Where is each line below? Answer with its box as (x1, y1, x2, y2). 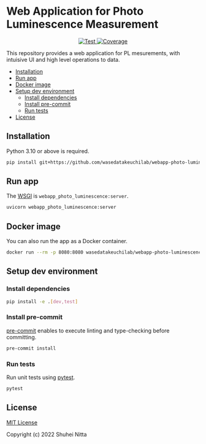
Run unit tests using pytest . (6, 374, 75, 381)
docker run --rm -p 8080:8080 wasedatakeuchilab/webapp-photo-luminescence (6, 249, 204, 255)
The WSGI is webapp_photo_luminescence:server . (6, 192, 129, 200)
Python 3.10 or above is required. (6, 147, 90, 154)
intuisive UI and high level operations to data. (6, 56, 120, 63)
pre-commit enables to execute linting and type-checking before (6, 326, 170, 334)
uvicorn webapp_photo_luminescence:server (6, 204, 116, 211)
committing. (6, 333, 37, 341)
